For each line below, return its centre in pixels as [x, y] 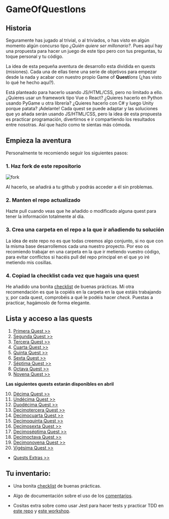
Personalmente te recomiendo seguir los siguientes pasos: [67, 153]
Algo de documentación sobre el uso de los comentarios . [73, 496]
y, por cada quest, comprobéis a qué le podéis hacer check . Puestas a [79, 297]
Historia [19, 28]
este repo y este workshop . [42, 511]
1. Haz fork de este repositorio [43, 166]
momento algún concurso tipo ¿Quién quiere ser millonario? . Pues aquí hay [84, 46]
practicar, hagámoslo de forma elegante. [48, 303]
